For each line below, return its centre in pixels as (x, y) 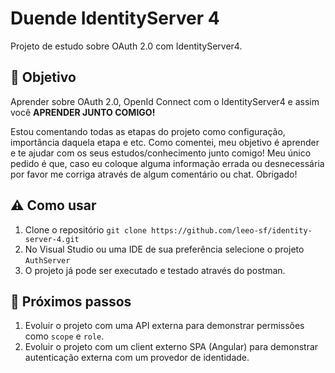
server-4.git (52, 239)
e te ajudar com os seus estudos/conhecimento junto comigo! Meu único (161, 153)
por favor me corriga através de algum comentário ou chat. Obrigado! (154, 174)
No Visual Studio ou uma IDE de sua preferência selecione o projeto (164, 249)
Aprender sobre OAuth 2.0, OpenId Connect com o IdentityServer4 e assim (165, 101)
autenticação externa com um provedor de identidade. (137, 358)
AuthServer (47, 260)
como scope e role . (64, 336)
